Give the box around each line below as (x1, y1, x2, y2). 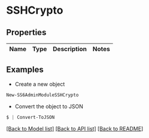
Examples (6, 65, 44, 75)
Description (53, 45, 87, 53)
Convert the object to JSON (14, 102, 84, 110)
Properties (6, 27, 47, 37)
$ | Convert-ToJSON (6, 114, 55, 120)
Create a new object (14, 80, 65, 87)
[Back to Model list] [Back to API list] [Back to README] (6, 125, 144, 132)
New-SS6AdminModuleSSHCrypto (6, 92, 79, 98)
